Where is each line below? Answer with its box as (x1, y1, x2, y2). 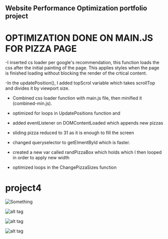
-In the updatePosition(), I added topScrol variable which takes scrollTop (5, 80, 155, 86)
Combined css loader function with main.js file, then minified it (12, 95, 142, 101)
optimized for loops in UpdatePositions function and (12, 110, 121, 116)
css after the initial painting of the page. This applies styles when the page (5, 65, 159, 71)
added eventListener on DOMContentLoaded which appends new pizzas (12, 120, 163, 126)
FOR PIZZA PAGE (5, 43, 77, 54)
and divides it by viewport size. (5, 85, 70, 91)
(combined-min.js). (12, 100, 52, 106)
